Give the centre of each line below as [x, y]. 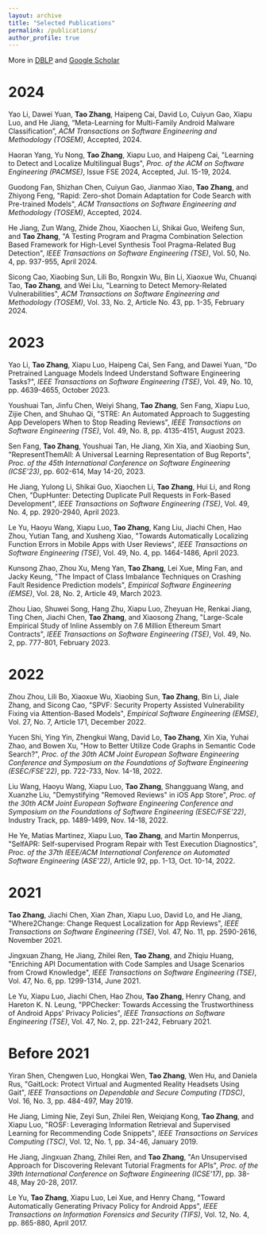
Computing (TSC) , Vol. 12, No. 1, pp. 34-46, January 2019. [103, 1141]
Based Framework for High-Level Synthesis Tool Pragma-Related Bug [122, 245]
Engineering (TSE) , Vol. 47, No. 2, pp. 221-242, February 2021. [110, 1021]
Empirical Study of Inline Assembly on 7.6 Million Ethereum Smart [115, 626]
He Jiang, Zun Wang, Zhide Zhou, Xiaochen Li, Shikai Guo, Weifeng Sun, [127, 228]
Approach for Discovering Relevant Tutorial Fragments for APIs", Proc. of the [133, 1165]
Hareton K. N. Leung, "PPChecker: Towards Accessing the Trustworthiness [131, 1004]
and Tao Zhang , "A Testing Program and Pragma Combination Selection [126, 237]
